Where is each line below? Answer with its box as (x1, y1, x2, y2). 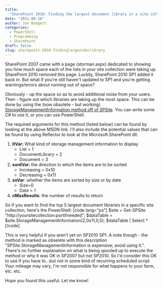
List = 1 (19, 146, 34, 152)
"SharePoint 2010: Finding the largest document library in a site (9, 12, 149, 17)
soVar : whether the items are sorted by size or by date (12, 177, 121, 183)
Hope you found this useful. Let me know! (5, 277, 89, 283)
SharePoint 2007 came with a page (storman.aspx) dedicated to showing (5, 61, 151, 67)
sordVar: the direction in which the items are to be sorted (12, 161, 127, 168)
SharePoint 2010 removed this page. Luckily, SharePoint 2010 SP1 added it (5, 71, 154, 77)
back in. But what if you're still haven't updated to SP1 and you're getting (5, 76, 150, 83)
